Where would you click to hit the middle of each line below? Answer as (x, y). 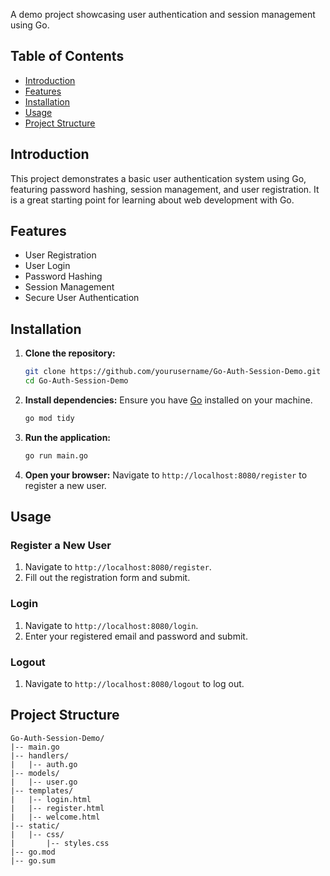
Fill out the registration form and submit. (107, 578)
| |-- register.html (57, 808)
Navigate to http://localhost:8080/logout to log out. (134, 684)
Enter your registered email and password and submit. (136, 636)
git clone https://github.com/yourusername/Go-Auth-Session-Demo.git (173, 372)
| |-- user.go (44, 782)
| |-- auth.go (44, 764)
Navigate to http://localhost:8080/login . (111, 625)
